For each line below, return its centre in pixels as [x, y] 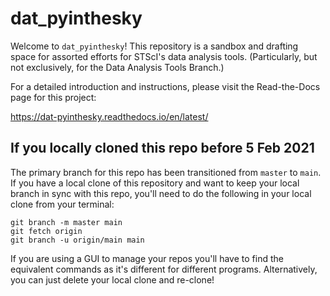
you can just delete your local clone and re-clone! [112, 279]
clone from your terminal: [62, 204]
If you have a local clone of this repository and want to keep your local [155, 183]
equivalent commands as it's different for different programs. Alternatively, [164, 269]
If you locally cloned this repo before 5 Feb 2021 [162, 148]
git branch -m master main [66, 222]
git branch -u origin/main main [77, 240]
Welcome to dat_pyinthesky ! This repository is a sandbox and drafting [154, 46]
